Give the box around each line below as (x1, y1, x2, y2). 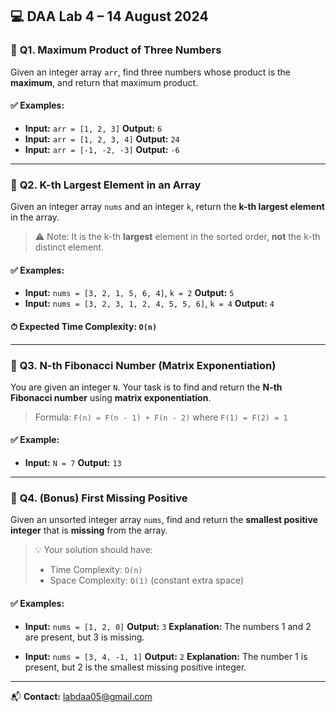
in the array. (10, 211, 60, 223)
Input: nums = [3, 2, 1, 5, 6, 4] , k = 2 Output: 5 (24, 287, 235, 299)
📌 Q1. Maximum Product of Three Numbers (10, 43, 222, 57)
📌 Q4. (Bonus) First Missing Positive (10, 491, 188, 505)
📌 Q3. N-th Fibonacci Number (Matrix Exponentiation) (10, 358, 277, 372)
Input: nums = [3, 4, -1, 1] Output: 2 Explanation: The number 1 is (24, 650, 308, 662)
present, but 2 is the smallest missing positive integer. (24, 661, 247, 673)
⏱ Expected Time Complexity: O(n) (10, 320, 158, 332)
